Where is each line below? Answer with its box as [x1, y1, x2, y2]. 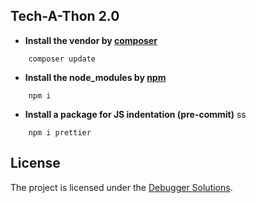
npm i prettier [28, 127, 92, 138]
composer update [28, 54, 97, 64]
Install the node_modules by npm [24, 71, 167, 83]
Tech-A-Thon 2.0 [10, 8, 120, 25]
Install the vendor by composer [24, 34, 158, 46]
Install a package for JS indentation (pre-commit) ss [24, 108, 247, 120]
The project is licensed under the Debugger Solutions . [10, 181, 233, 193]
